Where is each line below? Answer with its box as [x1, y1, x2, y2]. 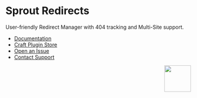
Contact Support [14, 53, 55, 60]
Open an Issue [14, 47, 49, 54]
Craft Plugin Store [14, 41, 58, 48]
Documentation [14, 35, 52, 42]
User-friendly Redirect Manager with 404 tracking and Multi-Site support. [5, 23, 184, 31]
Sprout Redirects [5, 4, 89, 18]
